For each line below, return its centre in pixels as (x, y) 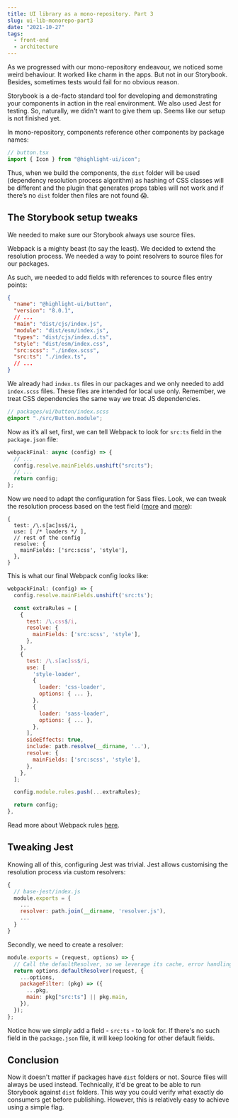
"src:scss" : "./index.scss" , (57, 350)
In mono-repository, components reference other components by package (116, 132)
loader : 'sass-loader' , (74, 713)
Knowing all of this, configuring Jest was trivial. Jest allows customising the (118, 864)
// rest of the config (47, 538)
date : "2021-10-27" (36, 27)
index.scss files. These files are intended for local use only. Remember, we (117, 391)
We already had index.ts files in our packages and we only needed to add (116, 384)
